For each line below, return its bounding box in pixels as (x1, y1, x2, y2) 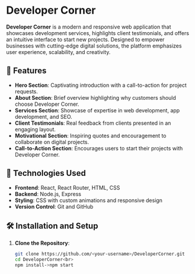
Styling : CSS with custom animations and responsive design (14, 197, 163, 204)
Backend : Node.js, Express (14, 190, 82, 197)
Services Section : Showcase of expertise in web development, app (14, 106, 180, 114)
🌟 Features (6, 66, 47, 76)
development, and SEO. (14, 113, 72, 120)
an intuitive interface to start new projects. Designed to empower (6, 36, 165, 43)
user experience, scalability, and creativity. (6, 48, 111, 55)
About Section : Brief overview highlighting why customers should (14, 94, 177, 101)
